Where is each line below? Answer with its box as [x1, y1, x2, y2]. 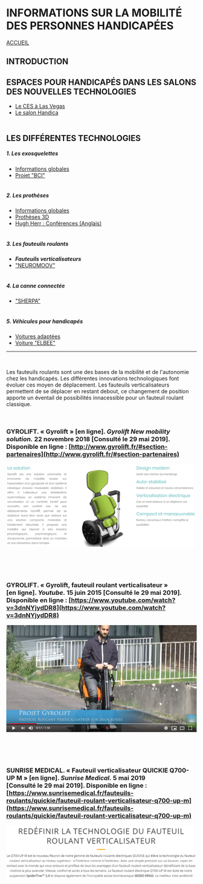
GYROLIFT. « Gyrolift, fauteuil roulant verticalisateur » [6, 581, 168, 589]
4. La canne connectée [6, 282, 65, 290]
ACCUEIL [6, 39, 30, 46]
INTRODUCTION [6, 56, 69, 67]
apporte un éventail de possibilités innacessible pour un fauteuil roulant [6, 394, 184, 402]
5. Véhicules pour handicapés [6, 318, 83, 325]
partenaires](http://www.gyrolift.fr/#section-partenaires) [6, 450, 179, 459]
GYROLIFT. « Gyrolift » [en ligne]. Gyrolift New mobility [6, 427, 170, 436]
